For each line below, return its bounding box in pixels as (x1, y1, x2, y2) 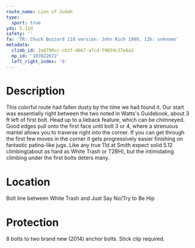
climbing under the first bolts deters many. (6, 154, 110, 161)
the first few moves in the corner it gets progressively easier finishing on (6, 135, 183, 143)
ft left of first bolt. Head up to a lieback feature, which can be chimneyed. (6, 117, 185, 124)
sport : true (11, 20, 41, 26)
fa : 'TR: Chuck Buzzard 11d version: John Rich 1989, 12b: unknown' (6, 36, 179, 42)
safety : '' (6, 31, 33, 37)
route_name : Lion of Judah (6, 8, 73, 15)
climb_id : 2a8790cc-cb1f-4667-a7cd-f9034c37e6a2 (11, 48, 134, 54)
